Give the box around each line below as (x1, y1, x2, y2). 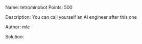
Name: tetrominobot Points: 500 (5, 5, 73, 10)
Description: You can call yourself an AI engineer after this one (5, 14, 137, 20)
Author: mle (5, 24, 30, 30)
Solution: (5, 34, 24, 39)
